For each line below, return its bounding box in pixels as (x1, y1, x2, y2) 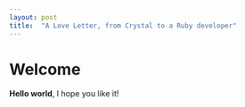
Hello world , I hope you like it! (9, 88, 119, 99)
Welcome (9, 59, 81, 80)
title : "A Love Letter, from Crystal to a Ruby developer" (9, 21, 238, 30)
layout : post (9, 12, 58, 22)
